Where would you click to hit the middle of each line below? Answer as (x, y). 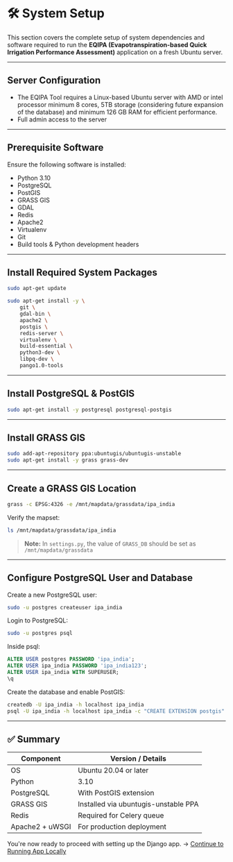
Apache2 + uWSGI (41, 827)
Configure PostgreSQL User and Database (100, 578)
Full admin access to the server (62, 119)
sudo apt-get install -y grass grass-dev (68, 460)
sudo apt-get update (37, 289)
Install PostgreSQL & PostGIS (71, 394)
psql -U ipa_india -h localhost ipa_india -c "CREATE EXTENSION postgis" (116, 711)
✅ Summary (34, 739)
